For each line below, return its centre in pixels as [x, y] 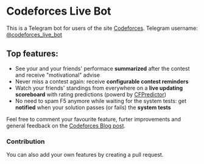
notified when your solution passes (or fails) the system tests [93, 107]
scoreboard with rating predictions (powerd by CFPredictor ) [90, 94]
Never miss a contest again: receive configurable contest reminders [102, 81]
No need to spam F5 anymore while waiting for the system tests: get [101, 101]
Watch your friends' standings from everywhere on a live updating [99, 88]
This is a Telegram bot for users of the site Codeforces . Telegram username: [102, 28]
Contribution [26, 141]
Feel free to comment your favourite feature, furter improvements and [94, 119]
